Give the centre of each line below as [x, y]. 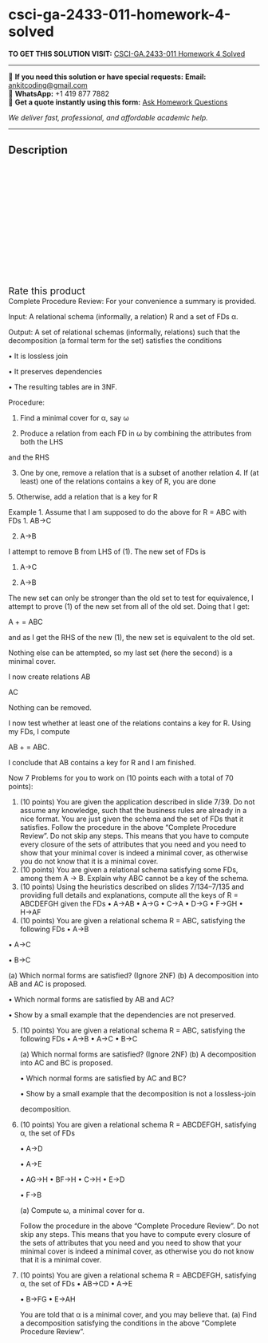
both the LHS [41, 441]
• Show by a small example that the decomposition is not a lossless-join [138, 1093]
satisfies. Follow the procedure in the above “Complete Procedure [128, 827]
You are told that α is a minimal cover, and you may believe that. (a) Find [138, 1314]
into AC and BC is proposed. [66, 1062]
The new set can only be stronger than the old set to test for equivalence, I [131, 598]
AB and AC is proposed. [47, 984]
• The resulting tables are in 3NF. [63, 387]
